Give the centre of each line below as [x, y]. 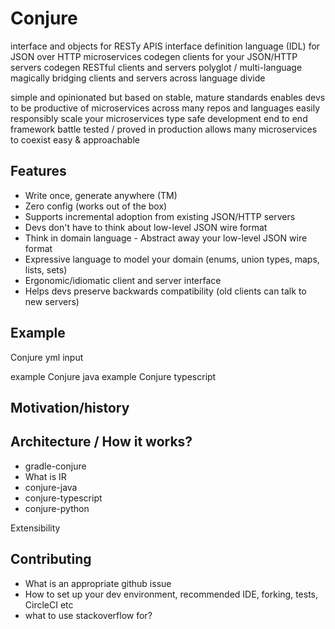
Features [38, 171]
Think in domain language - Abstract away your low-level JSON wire [166, 238]
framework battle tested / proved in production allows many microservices [164, 129]
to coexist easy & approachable [75, 139]
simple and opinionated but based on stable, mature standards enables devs [168, 97]
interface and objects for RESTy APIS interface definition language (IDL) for [165, 46]
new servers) [52, 301]
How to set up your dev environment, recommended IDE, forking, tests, [171, 594]
